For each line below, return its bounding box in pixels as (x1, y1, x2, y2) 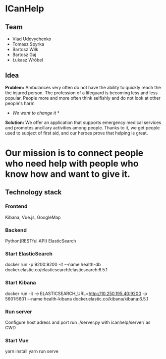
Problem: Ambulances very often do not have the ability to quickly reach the (5, 84, 161, 90)
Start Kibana (5, 279, 36, 286)
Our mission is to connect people (5, 147, 144, 159)
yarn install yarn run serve (5, 348, 58, 355)
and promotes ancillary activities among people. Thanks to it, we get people (5, 124, 160, 130)
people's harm (5, 100, 35, 106)
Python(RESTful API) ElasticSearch (5, 238, 76, 243)
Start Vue (5, 337, 29, 344)
